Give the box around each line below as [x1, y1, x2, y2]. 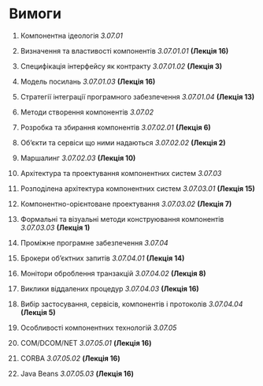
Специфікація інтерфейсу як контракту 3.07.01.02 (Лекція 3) [20, 61, 223, 71]
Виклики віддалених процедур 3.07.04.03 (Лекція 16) [20, 283, 199, 293]
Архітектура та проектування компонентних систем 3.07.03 [20, 168, 222, 178]
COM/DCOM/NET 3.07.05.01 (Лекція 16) [20, 338, 152, 347]
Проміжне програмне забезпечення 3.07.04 [20, 238, 169, 247]
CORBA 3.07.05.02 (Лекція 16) [20, 353, 120, 363]
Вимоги [9, 5, 62, 23]
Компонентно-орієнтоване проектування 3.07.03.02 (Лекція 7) [20, 199, 232, 208]
